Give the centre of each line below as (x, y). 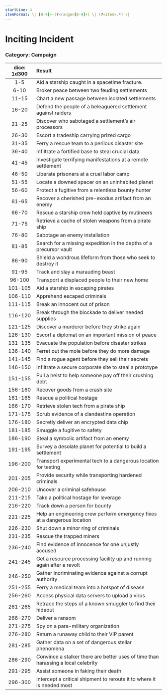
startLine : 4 (19, 10)
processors (50, 127)
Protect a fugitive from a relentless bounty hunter (94, 190)
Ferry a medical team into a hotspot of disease (90, 587)
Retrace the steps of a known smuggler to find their (96, 603)
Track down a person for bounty (74, 505)
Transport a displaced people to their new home (92, 280)
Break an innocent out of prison (73, 304)
